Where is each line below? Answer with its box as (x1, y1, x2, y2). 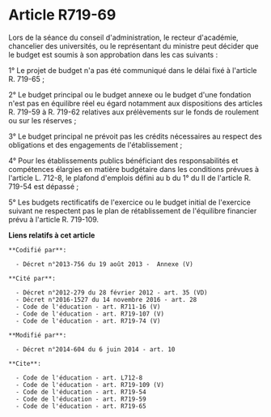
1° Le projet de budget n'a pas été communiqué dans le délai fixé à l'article (8, 65, 257, 75)
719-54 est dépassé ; (8, 181, 79, 191)
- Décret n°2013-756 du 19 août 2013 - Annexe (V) (15, 260, 194, 269)
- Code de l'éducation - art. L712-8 (15, 373, 143, 382)
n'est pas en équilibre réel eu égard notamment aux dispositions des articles (8, 98, 263, 108)
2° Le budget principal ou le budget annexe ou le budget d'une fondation (8, 89, 252, 99)
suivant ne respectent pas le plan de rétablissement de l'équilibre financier (8, 205, 257, 216)
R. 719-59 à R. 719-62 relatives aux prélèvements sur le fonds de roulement (8, 107, 259, 117)
